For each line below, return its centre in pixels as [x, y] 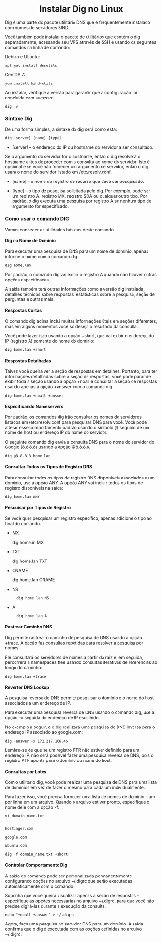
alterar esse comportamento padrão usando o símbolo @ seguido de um [77, 428]
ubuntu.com [16, 846]
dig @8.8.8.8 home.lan [28, 456]
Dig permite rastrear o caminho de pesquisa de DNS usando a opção [74, 637]
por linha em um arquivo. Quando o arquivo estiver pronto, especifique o [77, 802]
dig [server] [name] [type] [33, 138]
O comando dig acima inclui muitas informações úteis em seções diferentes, [81, 321]
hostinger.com [19, 829]
